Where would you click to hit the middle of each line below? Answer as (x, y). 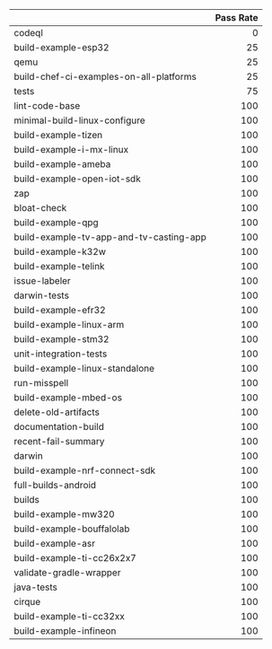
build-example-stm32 (61, 339)
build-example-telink (59, 266)
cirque (27, 602)
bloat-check (40, 208)
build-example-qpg (56, 222)
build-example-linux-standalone (84, 368)
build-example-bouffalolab (72, 529)
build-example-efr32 (60, 310)
